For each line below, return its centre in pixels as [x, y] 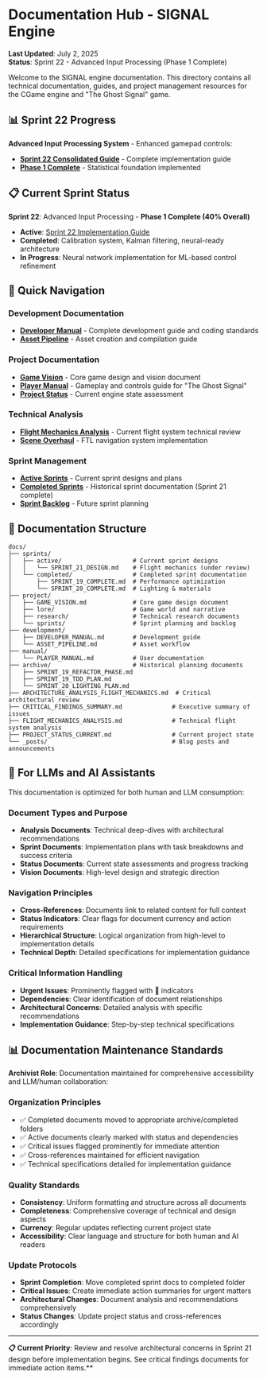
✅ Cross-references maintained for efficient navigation [110, 1155]
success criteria [46, 856]
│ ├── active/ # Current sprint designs [113, 561]
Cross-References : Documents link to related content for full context [133, 910]
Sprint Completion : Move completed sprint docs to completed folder [132, 1283]
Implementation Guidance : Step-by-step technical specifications [127, 1024]
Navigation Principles [50, 892]
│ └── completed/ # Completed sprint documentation [128, 574]
